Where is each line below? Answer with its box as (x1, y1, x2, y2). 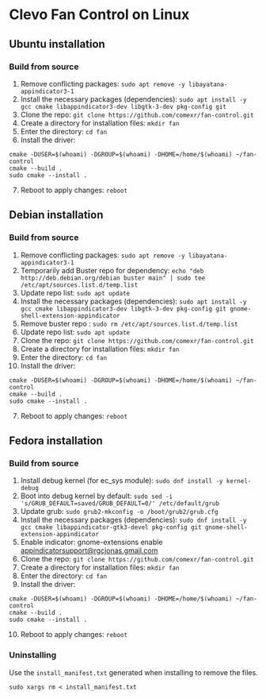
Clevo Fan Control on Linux (9, 6, 190, 24)
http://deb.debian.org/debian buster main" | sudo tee (20, 274, 206, 282)
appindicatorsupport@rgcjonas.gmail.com (20, 546, 158, 555)
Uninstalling (9, 650, 57, 661)
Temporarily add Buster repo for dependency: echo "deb (20, 265, 204, 275)
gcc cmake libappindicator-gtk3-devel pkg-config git (20, 523, 202, 531)
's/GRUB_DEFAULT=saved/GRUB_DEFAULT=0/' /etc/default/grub (20, 500, 220, 508)
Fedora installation (9, 434, 104, 447)
